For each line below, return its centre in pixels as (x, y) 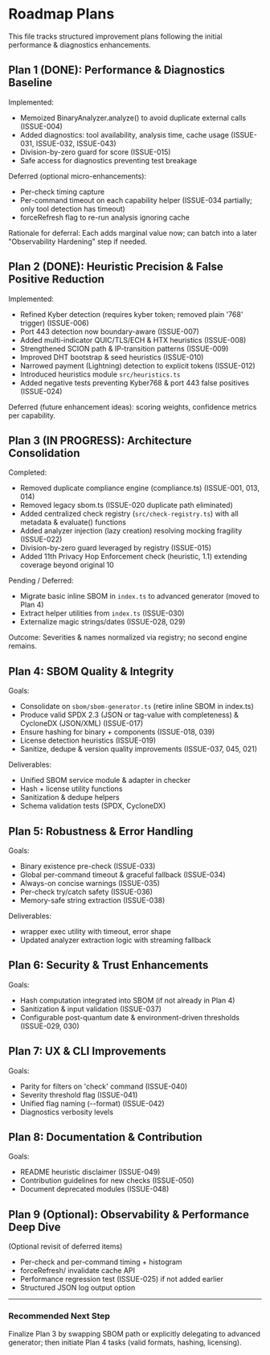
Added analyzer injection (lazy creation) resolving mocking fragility (131, 531)
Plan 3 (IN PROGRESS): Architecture (100, 441)
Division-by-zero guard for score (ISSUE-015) (95, 152)
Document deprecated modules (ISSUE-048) (94, 1189)
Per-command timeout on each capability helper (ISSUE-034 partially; (136, 200)
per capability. (32, 415)
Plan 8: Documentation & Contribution (105, 1137)
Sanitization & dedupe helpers (70, 797)
